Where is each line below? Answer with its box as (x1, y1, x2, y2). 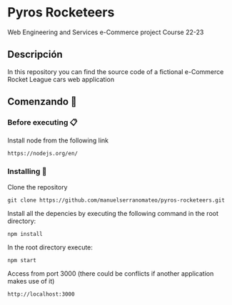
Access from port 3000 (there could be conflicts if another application (7, 269, 214, 278)
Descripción (7, 48, 63, 61)
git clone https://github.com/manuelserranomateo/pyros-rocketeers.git (7, 197, 225, 204)
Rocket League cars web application (7, 75, 115, 83)
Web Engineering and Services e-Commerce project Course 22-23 (7, 28, 204, 36)
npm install (7, 230, 43, 237)
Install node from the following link (7, 136, 109, 145)
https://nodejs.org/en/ (7, 150, 79, 157)
